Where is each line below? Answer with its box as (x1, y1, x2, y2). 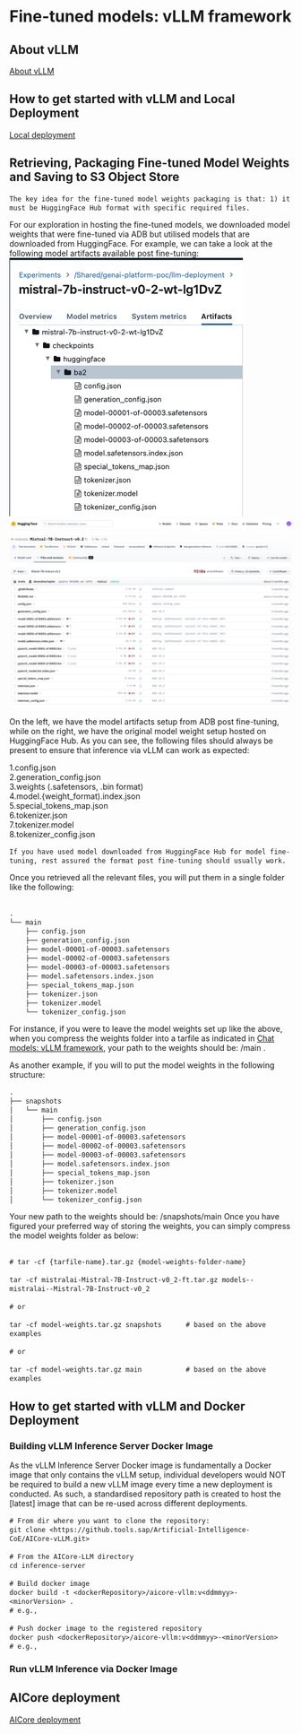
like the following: (9, 881, 74, 893)
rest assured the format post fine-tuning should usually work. (41, 856, 287, 866)
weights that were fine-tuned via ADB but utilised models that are (9, 229, 251, 239)
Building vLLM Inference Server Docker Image (9, 1439, 213, 1452)
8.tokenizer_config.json (9, 829, 96, 840)
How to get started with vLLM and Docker (9, 1399, 245, 1414)
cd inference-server (9, 1561, 87, 1570)
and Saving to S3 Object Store (9, 169, 180, 185)
